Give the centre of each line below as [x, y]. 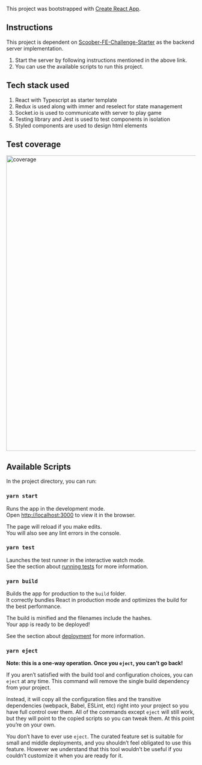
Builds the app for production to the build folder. [66, 594]
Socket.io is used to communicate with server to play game [88, 112]
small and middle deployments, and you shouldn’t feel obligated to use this [99, 743]
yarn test [20, 548]
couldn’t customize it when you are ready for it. [65, 756]
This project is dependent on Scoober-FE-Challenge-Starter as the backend [100, 42]
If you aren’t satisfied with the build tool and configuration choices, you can [100, 675]
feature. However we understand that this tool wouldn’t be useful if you [94, 749]
